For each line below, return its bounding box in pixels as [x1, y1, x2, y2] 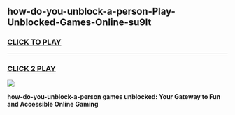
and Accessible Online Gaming [7, 100, 99, 108]
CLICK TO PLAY [7, 38, 62, 47]
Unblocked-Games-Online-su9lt [7, 17, 152, 29]
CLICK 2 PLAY [7, 63, 56, 73]
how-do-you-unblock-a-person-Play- [7, 6, 176, 17]
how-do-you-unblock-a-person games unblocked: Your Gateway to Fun [7, 92, 221, 100]
